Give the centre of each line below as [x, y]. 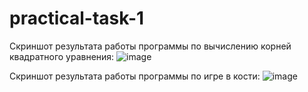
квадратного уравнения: [62, 56]
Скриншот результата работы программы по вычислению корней [150, 46]
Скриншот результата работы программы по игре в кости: [135, 76]
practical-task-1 [77, 18]
